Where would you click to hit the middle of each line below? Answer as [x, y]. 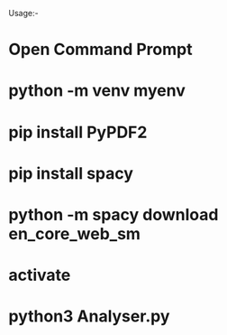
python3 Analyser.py [89, 316]
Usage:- [23, 13]
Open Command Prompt [100, 50]
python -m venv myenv [97, 91]
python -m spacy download [113, 214]
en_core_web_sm [75, 233]
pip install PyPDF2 [78, 132]
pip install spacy [71, 173]
